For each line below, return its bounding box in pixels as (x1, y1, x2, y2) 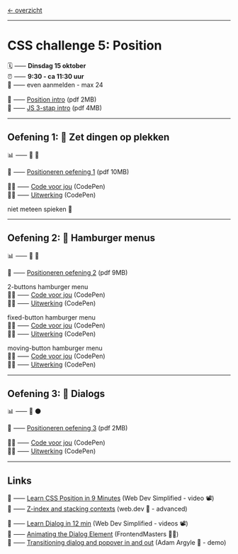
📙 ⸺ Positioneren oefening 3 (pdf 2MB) (7, 424, 128, 433)
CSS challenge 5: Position (7, 38, 162, 54)
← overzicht (7, 6, 42, 14)
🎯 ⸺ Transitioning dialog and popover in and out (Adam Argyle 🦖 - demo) (7, 538, 227, 547)
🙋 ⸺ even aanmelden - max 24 (7, 80, 103, 89)
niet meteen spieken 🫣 (7, 205, 73, 213)
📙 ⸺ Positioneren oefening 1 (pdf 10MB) (7, 167, 130, 176)
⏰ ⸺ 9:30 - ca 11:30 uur (7, 72, 84, 80)
